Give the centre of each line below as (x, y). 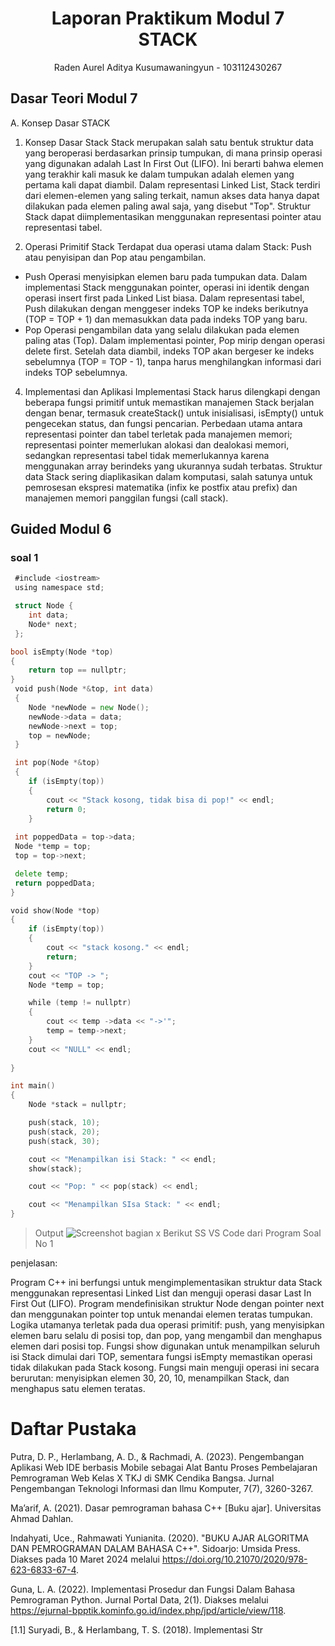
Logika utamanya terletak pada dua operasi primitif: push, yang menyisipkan (167, 1325)
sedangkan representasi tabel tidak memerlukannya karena (147, 455)
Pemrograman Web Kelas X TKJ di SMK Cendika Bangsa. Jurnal (142, 1478)
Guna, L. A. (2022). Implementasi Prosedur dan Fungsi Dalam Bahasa (153, 1589)
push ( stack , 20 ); (64, 1132)
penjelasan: (34, 1263)
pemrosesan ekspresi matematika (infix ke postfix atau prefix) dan (161, 487)
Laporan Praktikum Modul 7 (168, 18)
